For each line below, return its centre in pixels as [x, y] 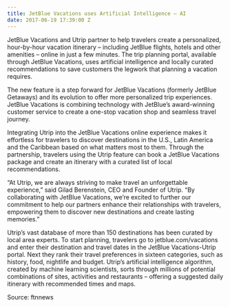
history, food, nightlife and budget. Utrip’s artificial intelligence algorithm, [110, 261]
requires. [20, 76]
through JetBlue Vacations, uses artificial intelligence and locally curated [110, 61]
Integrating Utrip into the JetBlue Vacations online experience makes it [107, 132]
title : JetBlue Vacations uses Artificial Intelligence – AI [97, 13]
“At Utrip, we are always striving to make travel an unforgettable [97, 182]
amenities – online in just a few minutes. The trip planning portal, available [112, 54]
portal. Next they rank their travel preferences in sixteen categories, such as [115, 254]
